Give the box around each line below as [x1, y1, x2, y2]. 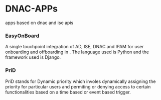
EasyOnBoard [5, 32, 40, 39]
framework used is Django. [5, 54, 61, 60]
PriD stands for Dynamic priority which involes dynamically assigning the [5, 78, 156, 84]
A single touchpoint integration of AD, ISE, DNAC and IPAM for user [5, 44, 144, 50]
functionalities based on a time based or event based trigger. [5, 89, 131, 95]
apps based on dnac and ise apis [5, 20, 74, 26]
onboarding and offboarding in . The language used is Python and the [5, 49, 149, 55]
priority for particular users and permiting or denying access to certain [5, 83, 151, 89]
